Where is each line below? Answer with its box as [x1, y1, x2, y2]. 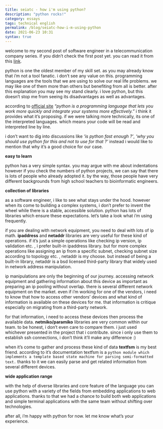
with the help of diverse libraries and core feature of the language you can [5, 383, 154, 388]
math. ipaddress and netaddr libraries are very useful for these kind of [5, 233, 147, 238]
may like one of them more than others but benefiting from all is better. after [5, 83, 157, 89]
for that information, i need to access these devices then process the [5, 314, 144, 320]
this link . [5, 58, 22, 64]
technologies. [5, 404, 33, 409]
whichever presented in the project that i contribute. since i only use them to [5, 329, 158, 335]
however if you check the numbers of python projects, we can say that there [5, 168, 158, 173]
